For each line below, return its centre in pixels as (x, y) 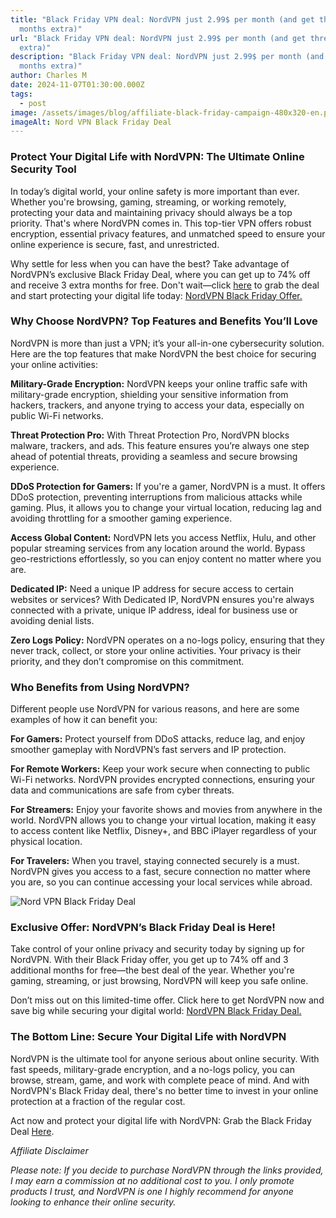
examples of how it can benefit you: (84, 720)
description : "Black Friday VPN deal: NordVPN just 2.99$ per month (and (167, 57)
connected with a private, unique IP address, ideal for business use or (154, 610)
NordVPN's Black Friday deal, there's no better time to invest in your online (164, 1090)
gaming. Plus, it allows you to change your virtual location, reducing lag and (166, 507)
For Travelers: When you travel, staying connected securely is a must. (155, 861)
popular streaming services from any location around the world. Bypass (158, 548)
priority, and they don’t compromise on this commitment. (127, 661)
